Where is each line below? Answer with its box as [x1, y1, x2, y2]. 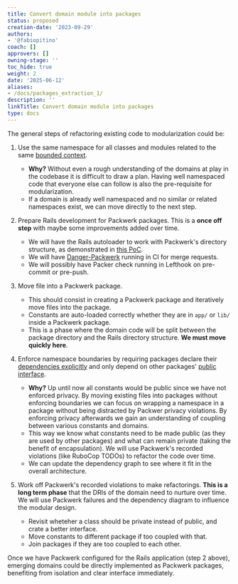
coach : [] [7, 43, 37, 51]
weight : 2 [7, 70, 37, 77]
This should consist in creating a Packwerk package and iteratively [28, 295, 225, 303]
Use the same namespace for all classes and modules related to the [17, 143, 217, 152]
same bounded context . [17, 150, 87, 159]
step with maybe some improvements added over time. [17, 224, 180, 232]
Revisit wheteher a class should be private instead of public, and [28, 517, 217, 526]
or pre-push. [52, 268, 89, 276]
